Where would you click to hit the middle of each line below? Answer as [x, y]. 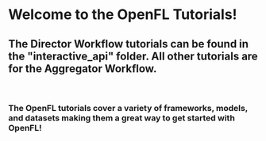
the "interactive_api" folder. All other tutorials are [133, 56]
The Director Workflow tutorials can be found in [128, 44]
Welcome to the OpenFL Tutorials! [123, 15]
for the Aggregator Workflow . [83, 69]
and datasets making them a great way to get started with [122, 118]
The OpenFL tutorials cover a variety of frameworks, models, [128, 108]
